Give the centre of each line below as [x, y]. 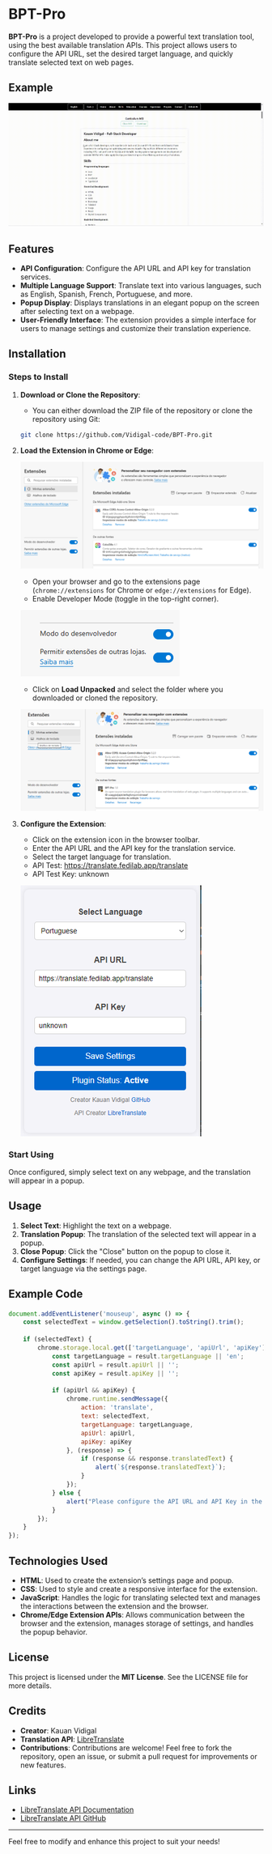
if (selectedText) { [57, 1339]
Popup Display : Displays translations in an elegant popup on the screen [140, 302]
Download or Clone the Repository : [80, 394]
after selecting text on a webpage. [77, 311]
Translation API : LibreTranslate [72, 1739]
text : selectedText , [115, 1416]
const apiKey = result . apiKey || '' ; [115, 1373]
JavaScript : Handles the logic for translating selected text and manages [140, 1598]
